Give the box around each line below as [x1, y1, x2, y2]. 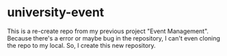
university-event [7, 5, 105, 20]
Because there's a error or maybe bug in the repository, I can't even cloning [7, 34, 221, 42]
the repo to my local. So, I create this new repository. [7, 41, 156, 49]
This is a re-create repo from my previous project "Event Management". [7, 27, 209, 35]
